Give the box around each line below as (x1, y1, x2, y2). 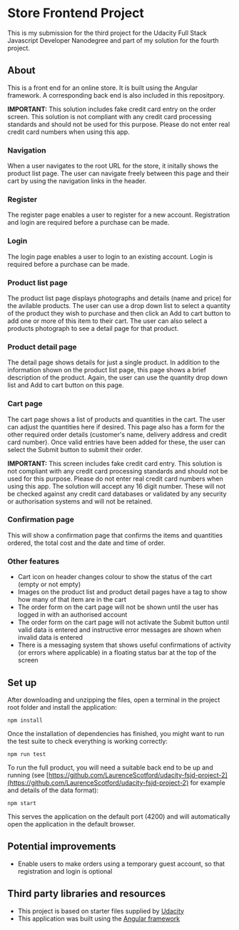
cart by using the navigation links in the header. (7, 177, 147, 185)
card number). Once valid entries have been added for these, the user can (7, 437, 226, 446)
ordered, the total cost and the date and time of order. (7, 538, 166, 547)
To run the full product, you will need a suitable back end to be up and (7, 763, 213, 772)
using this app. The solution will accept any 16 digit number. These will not (7, 481, 226, 490)
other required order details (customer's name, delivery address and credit (7, 430, 227, 439)
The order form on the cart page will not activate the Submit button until (17, 618, 230, 627)
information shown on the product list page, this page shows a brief (7, 366, 207, 374)
